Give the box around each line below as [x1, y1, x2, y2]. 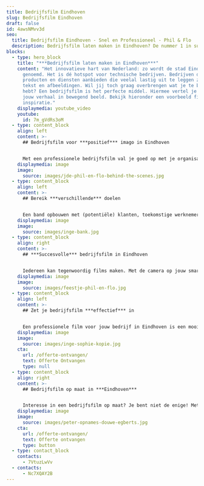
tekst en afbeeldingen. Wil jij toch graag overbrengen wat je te [22, 83, 194, 89]
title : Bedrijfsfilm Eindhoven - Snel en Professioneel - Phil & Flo [12, 37, 191, 43]
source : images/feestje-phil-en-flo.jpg [22, 285, 126, 291]
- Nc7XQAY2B [22, 470, 53, 476]
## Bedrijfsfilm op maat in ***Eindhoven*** [22, 386, 137, 392]
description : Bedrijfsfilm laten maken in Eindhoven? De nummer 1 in [12, 43, 191, 49]
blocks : [6, 49, 26, 55]
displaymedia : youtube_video [17, 105, 91, 112]
